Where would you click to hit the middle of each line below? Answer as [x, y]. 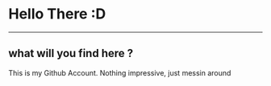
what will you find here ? [71, 53]
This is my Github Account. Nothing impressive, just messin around [120, 72]
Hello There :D [57, 14]
